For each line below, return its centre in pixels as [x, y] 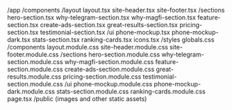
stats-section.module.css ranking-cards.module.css [131, 91]
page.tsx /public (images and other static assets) [77, 99]
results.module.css [34, 77]
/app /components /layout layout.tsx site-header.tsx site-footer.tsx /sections [116, 10]
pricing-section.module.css [102, 77]
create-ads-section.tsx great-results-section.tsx [109, 25]
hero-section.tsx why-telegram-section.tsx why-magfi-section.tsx [102, 17]
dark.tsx [19, 40]
